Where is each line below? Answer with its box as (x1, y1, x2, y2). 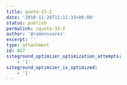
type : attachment (6, 42, 50, 48)
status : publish (6, 20, 47, 26)
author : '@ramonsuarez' (6, 31, 66, 37)
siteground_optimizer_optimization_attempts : (6, 53, 122, 59)
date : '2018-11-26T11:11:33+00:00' (6, 14, 95, 20)
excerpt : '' (6, 37, 36, 42)
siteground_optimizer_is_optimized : (6, 64, 98, 71)
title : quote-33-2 (6, 8, 52, 15)
